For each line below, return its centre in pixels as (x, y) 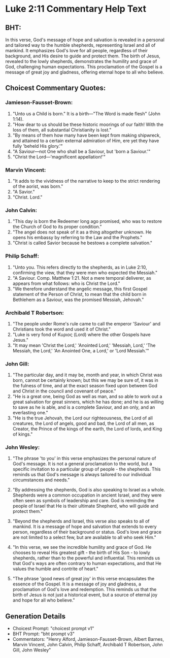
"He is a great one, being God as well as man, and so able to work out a (87, 397)
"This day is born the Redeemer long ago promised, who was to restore (87, 221)
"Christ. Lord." (27, 197)
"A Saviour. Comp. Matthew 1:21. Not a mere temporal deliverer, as (82, 278)
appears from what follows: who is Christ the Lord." (66, 283)
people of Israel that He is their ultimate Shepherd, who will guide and (86, 506)
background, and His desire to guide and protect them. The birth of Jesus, (83, 56)
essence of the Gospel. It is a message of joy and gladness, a (77, 584)
